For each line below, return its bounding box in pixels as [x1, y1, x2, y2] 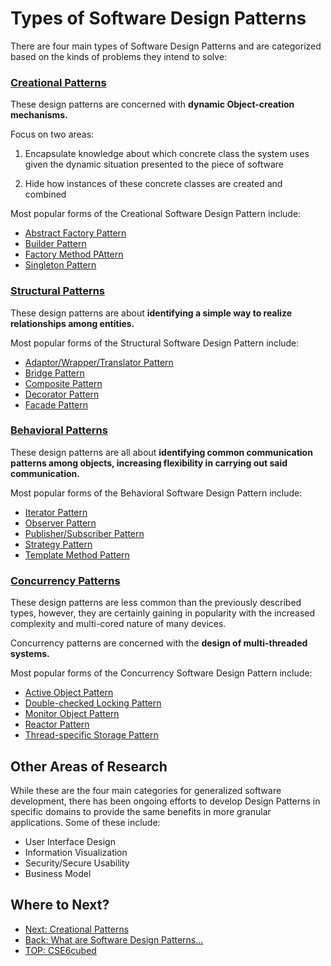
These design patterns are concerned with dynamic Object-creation [10, 98, 295, 111]
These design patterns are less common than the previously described [10, 597, 302, 609]
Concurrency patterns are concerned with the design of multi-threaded [10, 637, 308, 649]
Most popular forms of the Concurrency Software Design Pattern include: [10, 667, 313, 679]
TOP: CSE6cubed [24, 944, 97, 956]
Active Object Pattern [24, 687, 114, 699]
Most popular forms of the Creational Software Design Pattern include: [10, 208, 302, 220]
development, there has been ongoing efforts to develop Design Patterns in [10, 795, 321, 807]
